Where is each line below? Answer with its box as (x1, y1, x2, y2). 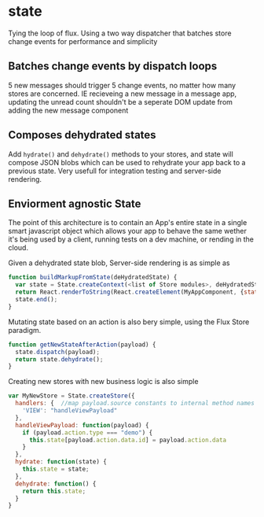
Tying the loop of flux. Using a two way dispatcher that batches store (8, 28, 232, 38)
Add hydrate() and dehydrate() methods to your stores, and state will (8, 149, 233, 159)
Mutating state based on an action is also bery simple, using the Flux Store (8, 317, 250, 327)
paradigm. (8, 325, 42, 334)
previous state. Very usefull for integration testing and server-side (8, 166, 222, 175)
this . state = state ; (22, 465, 90, 473)
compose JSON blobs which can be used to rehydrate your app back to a (8, 157, 246, 167)
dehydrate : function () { (15, 479, 97, 488)
